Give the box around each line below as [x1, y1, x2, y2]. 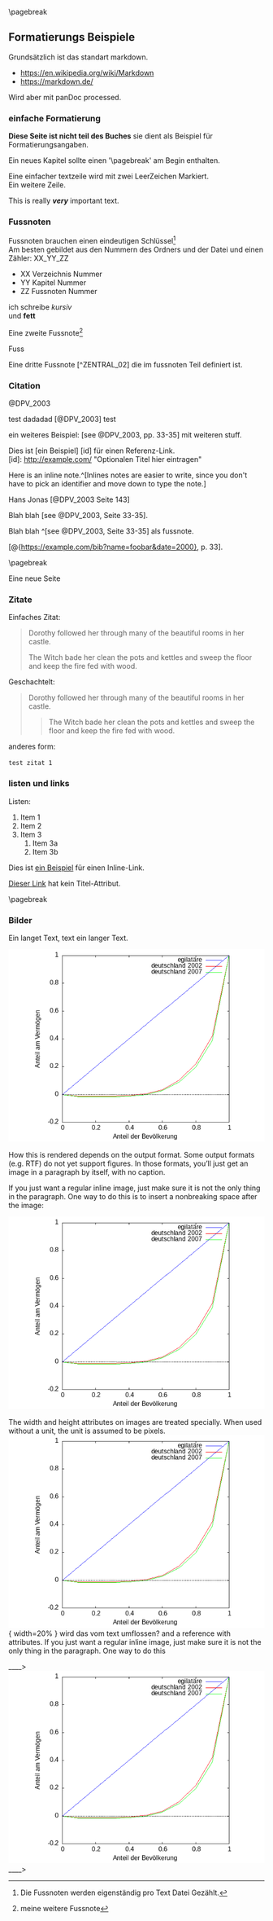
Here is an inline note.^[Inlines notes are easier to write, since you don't [8, 470, 248, 480]
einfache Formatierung [8, 112, 102, 124]
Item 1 [19, 812, 41, 822]
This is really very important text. [8, 196, 119, 206]
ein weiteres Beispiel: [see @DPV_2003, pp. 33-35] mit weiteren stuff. [8, 430, 242, 440]
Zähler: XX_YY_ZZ [8, 253, 69, 263]
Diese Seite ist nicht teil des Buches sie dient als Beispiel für [8, 131, 213, 141]
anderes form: [8, 741, 56, 752]
